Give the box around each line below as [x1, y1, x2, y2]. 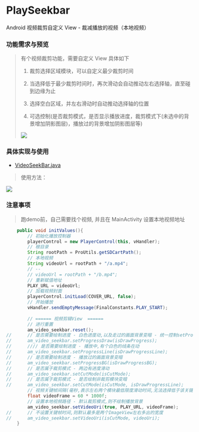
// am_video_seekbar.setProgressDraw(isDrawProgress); [6, 338, 158, 344]
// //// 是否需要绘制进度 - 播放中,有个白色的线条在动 [6, 344, 140, 350]
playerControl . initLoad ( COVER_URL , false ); [27, 294, 136, 300]
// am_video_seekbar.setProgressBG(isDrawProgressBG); [6, 360, 158, 366]
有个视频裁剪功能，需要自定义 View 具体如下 [20, 55, 130, 62]
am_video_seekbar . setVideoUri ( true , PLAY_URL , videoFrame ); [27, 404, 179, 410]
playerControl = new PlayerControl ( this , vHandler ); [27, 239, 161, 244]
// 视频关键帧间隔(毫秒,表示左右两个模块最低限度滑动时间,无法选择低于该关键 [27, 387, 194, 393]
